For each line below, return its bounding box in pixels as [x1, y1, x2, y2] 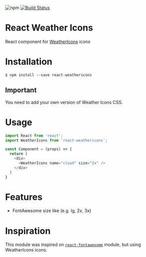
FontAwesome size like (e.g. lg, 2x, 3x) [12, 208, 91, 214]
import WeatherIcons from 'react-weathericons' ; [5, 137, 108, 143]
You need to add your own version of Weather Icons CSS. [5, 99, 123, 105]
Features [5, 191, 43, 203]
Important [5, 86, 37, 95]
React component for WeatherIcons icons [5, 38, 90, 44]
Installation [5, 56, 53, 67]
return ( [9, 151, 28, 156]
